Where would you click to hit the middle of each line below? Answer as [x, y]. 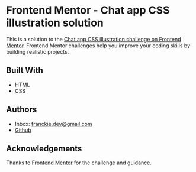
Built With [25, 71]
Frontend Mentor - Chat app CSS [88, 10]
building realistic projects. [38, 51]
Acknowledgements [44, 148]
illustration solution [55, 23]
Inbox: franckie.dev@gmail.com [53, 124]
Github [23, 130]
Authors [22, 110]
